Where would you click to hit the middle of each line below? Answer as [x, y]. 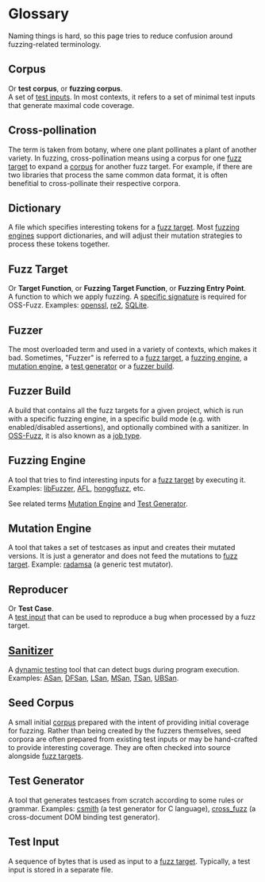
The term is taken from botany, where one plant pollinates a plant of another [132, 149]
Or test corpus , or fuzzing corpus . [65, 88]
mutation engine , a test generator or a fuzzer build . [91, 366]
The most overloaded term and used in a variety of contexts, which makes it [132, 349]
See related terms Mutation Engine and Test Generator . [98, 503]
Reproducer [38, 589]
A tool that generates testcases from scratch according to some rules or [126, 800]
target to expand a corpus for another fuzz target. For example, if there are [130, 166]
